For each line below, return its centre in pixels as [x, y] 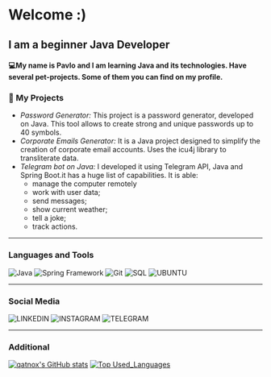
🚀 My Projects [36, 98]
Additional [29, 346]
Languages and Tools [51, 255]
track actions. [55, 226]
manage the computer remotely [84, 184]
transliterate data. [49, 158]
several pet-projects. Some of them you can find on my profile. [116, 77]
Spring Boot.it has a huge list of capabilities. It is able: [109, 176]
